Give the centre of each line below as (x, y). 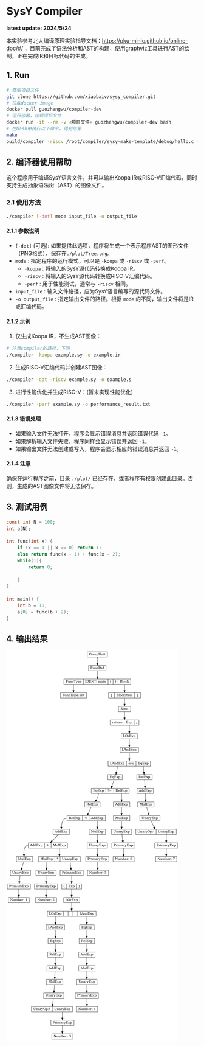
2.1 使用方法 (24, 203)
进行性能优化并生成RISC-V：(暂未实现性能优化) (74, 392)
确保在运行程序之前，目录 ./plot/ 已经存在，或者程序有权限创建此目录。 (97, 478)
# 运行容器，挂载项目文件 (34, 116)
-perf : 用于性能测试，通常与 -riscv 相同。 (78, 284)
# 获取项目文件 (23, 90)
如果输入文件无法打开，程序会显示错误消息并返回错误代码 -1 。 (93, 433)
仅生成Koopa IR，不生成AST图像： (58, 336)
